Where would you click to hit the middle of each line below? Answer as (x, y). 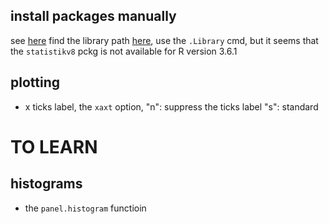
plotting (35, 82)
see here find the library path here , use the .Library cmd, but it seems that (164, 40)
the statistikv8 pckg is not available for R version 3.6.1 (124, 51)
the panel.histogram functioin (85, 208)
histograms (46, 184)
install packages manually (93, 16)
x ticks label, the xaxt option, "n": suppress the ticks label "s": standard (171, 106)
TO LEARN (54, 146)
